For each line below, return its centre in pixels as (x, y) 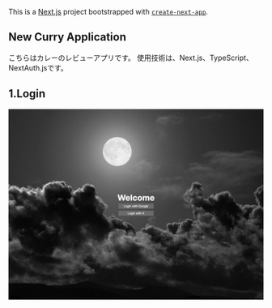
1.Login (27, 94)
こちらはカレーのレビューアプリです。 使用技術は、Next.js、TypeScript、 (131, 58)
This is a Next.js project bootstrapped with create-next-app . (108, 12)
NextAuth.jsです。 (38, 67)
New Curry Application (68, 37)
